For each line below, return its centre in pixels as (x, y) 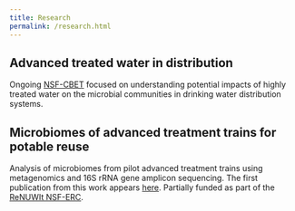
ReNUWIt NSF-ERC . (47, 197)
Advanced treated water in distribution (121, 63)
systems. (26, 104)
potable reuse (49, 146)
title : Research (40, 18)
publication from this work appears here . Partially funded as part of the (142, 187)
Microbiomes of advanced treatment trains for (143, 132)
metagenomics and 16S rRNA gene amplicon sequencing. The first (134, 178)
